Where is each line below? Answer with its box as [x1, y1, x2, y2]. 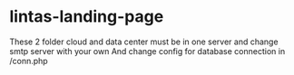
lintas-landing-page [9, 6, 164, 27]
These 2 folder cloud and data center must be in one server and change [9, 36, 279, 47]
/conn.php [9, 55, 48, 66]
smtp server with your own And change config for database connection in [9, 45, 286, 56]
